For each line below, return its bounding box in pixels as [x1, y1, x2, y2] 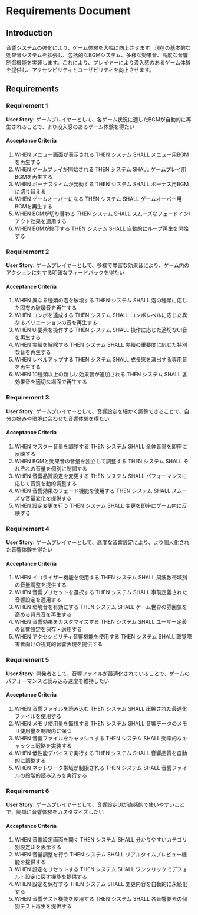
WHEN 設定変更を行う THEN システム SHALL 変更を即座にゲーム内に [14, 502, 183, 509]
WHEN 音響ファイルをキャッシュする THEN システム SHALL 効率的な [14, 734, 183, 742]
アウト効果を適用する [14, 217, 67, 224]
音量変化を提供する [25, 494, 72, 501]
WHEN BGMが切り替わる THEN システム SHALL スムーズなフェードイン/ [14, 210, 191, 217]
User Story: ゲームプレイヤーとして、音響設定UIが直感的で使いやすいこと [6, 801, 185, 808]
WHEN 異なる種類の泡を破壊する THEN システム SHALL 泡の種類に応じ [14, 297, 187, 304]
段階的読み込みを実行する [25, 771, 87, 779]
